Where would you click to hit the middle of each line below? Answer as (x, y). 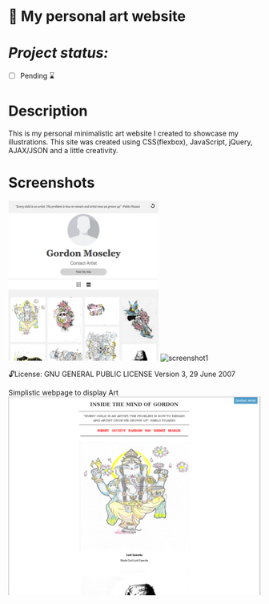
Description (48, 111)
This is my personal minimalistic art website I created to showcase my (123, 134)
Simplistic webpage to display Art (63, 392)
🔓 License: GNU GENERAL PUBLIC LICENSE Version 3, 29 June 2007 (122, 374)
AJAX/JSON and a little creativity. (63, 151)
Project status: (58, 53)
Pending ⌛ (37, 76)
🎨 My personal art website (97, 16)
